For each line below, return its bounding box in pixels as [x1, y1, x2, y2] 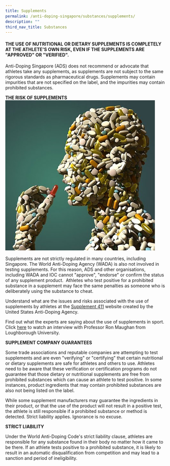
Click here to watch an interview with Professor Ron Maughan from [5, 324, 146, 331]
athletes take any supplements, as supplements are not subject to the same [5, 68, 164, 75]
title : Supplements [5, 8, 47, 13]
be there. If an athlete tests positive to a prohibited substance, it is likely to [5, 445, 161, 451]
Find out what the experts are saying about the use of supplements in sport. [5, 319, 164, 325]
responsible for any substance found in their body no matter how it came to [5, 439, 164, 445]
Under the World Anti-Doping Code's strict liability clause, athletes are [5, 433, 153, 439]
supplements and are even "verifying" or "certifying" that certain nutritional [5, 355, 163, 361]
